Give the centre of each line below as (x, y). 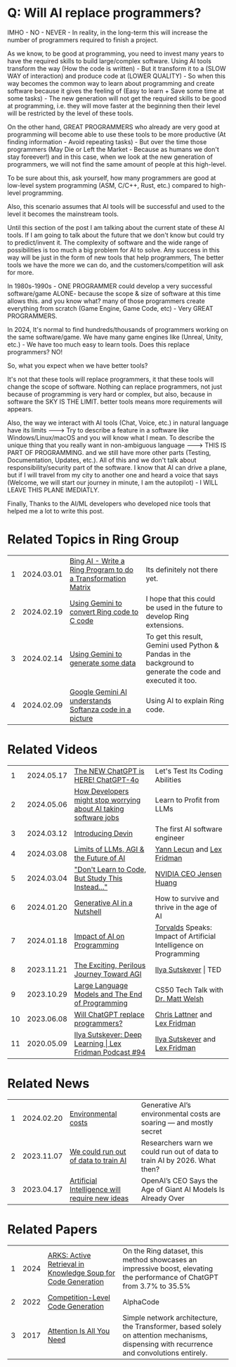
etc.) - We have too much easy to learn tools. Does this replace (98, 344)
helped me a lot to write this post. (55, 511)
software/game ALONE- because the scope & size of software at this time (114, 293)
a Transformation (98, 578)
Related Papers (52, 1229)
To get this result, (175, 636)
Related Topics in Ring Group (93, 540)
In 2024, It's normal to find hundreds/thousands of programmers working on (118, 329)
